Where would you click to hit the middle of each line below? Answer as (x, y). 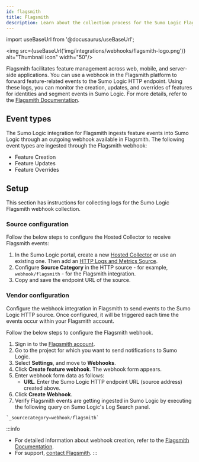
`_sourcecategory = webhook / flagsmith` (53, 418)
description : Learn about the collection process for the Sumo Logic (94, 23)
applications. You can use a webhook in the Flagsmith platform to (97, 75)
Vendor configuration (38, 296)
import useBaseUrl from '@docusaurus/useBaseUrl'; (70, 40)
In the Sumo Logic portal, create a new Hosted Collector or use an (95, 255)
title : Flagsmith (28, 17)
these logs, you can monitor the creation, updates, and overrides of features (99, 88)
